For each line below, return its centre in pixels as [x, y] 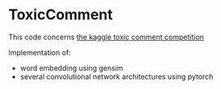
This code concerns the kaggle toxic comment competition [106, 37]
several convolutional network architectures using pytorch [117, 76]
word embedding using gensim [71, 68]
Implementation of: [40, 52]
